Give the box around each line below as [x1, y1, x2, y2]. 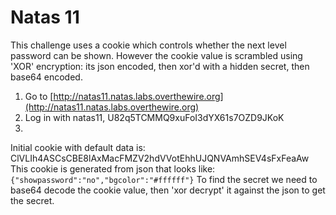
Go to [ [24, 90, 54, 102]
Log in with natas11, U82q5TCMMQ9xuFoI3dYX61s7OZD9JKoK [24, 111, 285, 123]
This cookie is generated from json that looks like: [10, 162, 216, 175]
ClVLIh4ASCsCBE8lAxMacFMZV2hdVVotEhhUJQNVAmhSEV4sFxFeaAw [10, 152, 310, 164]
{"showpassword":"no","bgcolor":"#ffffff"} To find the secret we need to [10, 173, 318, 185]
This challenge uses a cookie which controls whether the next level [10, 39, 287, 51]
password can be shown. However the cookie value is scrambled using [10, 49, 303, 61]
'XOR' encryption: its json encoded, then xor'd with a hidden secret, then [10, 60, 310, 72]
